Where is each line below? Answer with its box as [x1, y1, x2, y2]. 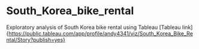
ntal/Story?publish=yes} [6, 36, 66, 43]
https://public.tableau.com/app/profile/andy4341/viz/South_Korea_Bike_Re [8, 30, 194, 37]
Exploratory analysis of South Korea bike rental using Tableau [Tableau [6, 24, 181, 31]
